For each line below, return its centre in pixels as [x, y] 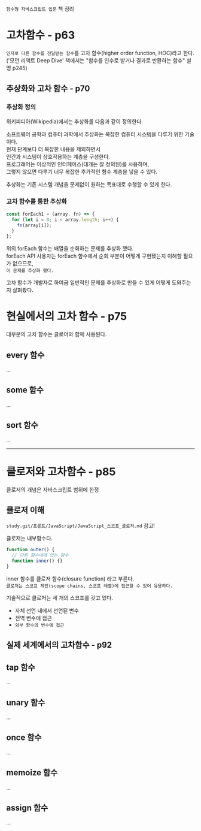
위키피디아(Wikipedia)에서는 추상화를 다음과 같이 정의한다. [75, 121]
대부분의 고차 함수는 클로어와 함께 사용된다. [57, 334]
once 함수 [24, 738]
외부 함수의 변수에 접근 [39, 625]
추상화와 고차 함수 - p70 [48, 89]
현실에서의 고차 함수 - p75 [67, 317]
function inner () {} [37, 561]
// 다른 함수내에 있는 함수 [40, 555]
